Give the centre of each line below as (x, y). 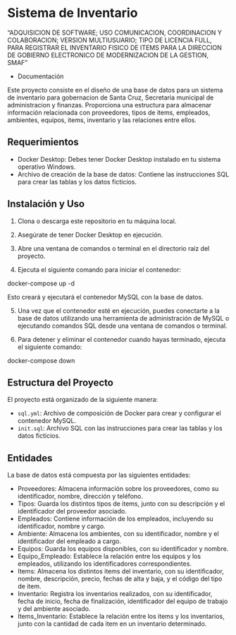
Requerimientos (43, 142)
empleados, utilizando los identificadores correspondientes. (105, 564)
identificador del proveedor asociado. (72, 511)
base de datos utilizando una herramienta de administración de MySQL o (123, 318)
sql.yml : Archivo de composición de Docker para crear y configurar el (119, 413)
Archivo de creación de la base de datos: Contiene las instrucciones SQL (123, 174)
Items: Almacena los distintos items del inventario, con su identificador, (120, 571)
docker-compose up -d (41, 283)
